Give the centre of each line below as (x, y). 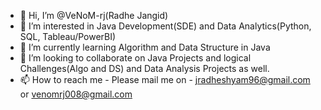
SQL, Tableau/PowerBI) (68, 36)
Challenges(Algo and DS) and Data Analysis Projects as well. (144, 68)
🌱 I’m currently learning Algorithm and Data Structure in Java (145, 47)
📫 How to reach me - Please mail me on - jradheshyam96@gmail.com (165, 79)
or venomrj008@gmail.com (76, 94)
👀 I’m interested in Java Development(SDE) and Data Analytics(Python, (165, 26)
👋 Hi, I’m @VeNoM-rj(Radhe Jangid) (94, 15)
